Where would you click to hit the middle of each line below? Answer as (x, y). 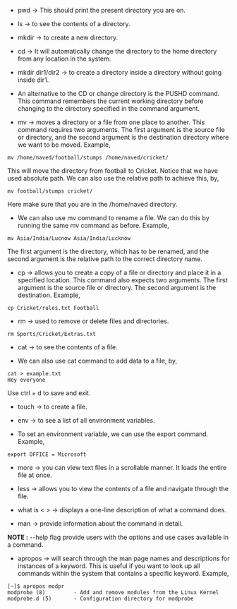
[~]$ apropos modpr (36, 586)
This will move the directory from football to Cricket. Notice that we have (113, 171)
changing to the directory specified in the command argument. (108, 108)
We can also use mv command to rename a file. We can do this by (113, 218)
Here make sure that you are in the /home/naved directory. (92, 204)
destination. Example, (49, 295)
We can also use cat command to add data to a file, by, (97, 361)
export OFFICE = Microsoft (47, 454)
